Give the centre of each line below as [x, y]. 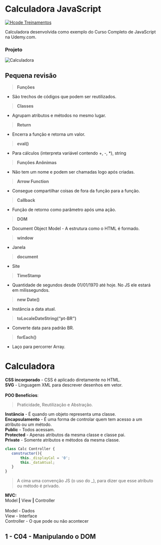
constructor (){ [27, 453]
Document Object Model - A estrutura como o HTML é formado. [76, 229]
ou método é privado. [38, 486]
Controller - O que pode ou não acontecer [47, 521]
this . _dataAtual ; [37, 462]
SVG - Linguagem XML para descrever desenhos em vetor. [64, 385]
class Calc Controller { [30, 449]
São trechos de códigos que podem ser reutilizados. [64, 97]
